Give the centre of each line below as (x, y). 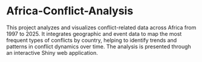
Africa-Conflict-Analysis (70, 11)
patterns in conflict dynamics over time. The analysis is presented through (99, 46)
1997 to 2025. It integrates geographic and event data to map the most (94, 33)
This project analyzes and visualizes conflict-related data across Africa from (101, 27)
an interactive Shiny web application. (52, 52)
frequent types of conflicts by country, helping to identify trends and (92, 40)
